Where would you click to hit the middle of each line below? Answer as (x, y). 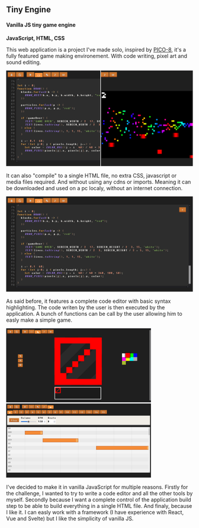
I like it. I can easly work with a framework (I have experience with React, (95, 513)
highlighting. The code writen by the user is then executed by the (86, 308)
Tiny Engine (29, 10)
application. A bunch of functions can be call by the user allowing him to (94, 314)
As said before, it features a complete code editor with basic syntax (89, 301)
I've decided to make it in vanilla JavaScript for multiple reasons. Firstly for (97, 487)
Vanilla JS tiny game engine (41, 25)
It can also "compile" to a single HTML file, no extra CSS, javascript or (91, 175)
